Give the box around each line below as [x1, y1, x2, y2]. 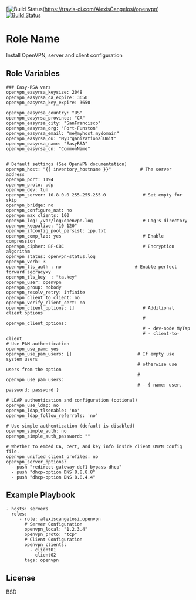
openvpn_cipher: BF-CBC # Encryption [6, 243, 175, 249]
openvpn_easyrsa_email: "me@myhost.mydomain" [6, 130, 119, 136]
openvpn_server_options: [6, 459, 67, 465]
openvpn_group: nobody [6, 284, 62, 290]
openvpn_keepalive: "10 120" [6, 223, 77, 229]
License [6, 572, 36, 583]
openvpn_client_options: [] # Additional [6, 305, 175, 311]
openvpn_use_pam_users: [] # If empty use [6, 351, 175, 357]
